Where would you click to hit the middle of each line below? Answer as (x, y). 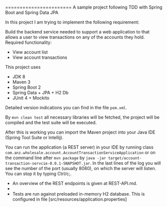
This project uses (23, 67)
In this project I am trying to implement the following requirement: (72, 22)
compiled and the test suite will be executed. (51, 122)
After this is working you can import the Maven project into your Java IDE (80, 132)
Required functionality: (28, 42)
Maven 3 (21, 82)
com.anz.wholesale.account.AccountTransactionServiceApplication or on (81, 152)
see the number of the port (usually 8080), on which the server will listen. (81, 168)
